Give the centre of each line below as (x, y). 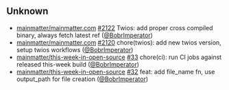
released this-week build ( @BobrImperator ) (78, 64)
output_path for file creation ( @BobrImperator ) (82, 79)
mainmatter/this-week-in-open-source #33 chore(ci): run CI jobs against (119, 57)
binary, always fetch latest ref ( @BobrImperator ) (85, 35)
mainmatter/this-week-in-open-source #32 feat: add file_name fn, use (116, 71)
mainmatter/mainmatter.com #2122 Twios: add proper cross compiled (114, 27)
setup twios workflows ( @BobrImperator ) (75, 49)
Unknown (27, 11)
